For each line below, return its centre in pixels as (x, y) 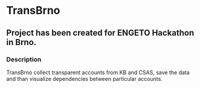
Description (24, 59)
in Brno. (21, 42)
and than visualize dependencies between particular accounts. (85, 78)
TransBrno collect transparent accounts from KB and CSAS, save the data (98, 72)
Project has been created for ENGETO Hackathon (100, 33)
